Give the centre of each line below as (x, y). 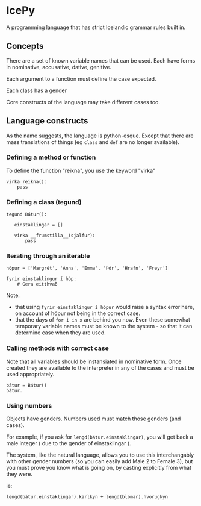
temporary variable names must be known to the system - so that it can (104, 326)
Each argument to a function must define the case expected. (81, 78)
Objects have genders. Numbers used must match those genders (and (94, 419)
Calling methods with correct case (58, 348)
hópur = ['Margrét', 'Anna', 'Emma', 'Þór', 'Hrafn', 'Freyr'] (87, 269)
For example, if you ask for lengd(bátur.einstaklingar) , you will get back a (100, 437)
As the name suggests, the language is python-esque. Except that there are (100, 136)
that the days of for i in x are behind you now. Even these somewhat (103, 320)
